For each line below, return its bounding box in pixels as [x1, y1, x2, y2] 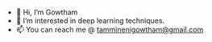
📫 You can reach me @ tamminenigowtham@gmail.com [15, 25, 204, 34]
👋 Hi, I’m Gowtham [15, 8, 78, 17]
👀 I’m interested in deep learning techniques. [15, 16, 165, 25]
